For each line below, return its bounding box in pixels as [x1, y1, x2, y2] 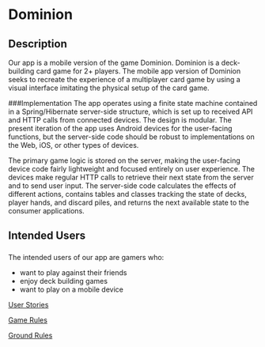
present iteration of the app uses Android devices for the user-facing [8, 124, 233, 133]
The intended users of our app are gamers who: [8, 253, 165, 262]
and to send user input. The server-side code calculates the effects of [8, 181, 237, 190]
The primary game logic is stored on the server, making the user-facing [8, 156, 241, 165]
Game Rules [8, 315, 47, 325]
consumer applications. [8, 206, 85, 215]
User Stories [8, 300, 49, 310]
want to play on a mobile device [19, 285, 124, 294]
